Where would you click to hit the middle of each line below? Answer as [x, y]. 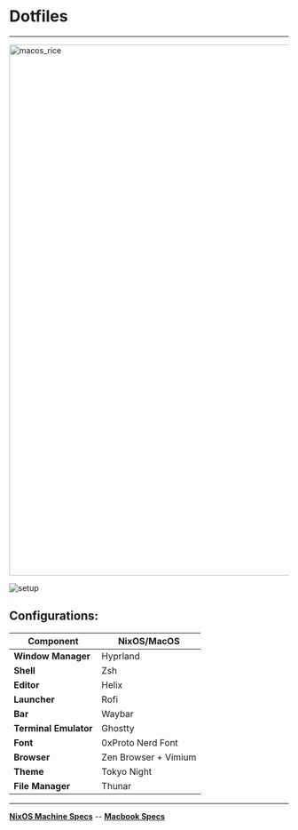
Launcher [34, 699]
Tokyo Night [127, 771]
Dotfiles [39, 16]
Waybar [118, 714]
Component [53, 641]
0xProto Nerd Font [140, 742]
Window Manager [52, 656]
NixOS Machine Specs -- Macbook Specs [87, 816]
